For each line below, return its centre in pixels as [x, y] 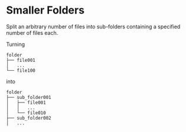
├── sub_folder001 [29, 97]
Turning [16, 44]
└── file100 [21, 70]
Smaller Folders [45, 10]
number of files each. [32, 32]
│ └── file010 [26, 113]
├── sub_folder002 [29, 118]
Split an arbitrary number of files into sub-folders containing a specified [93, 27]
